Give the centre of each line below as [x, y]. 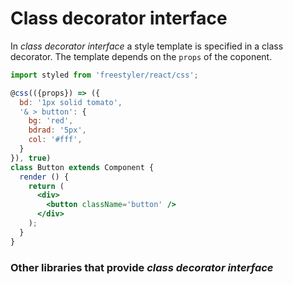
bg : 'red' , [51, 121]
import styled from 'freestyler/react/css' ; [104, 75]
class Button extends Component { [82, 167]
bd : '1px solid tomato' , [71, 102]
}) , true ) [31, 158]
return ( [46, 186]
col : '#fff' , [55, 140]
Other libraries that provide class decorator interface [142, 267]
